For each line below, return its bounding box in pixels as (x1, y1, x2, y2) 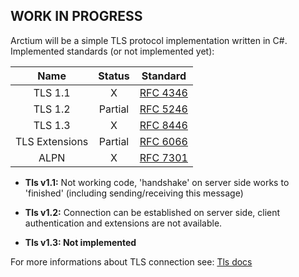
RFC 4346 (139, 85, 188, 99)
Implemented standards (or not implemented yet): (10, 45, 215, 57)
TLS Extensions (15, 134, 89, 148)
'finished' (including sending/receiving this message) (24, 187, 244, 199)
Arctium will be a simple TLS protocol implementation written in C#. (10, 34, 288, 46)
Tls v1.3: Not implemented (24, 236, 137, 248)
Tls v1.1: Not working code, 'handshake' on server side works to (24, 176, 290, 188)
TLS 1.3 (33, 118, 71, 132)
